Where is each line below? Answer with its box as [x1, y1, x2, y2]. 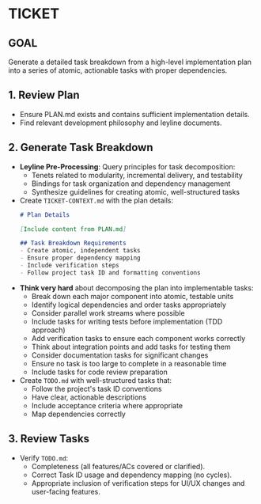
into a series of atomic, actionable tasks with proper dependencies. [8, 66, 228, 75]
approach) [31, 325, 66, 335]
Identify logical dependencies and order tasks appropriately [31, 300, 227, 309]
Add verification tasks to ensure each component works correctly [31, 333, 246, 343]
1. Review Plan [8, 89, 80, 102]
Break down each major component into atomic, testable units [31, 291, 234, 301]
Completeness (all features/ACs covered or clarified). [31, 461, 206, 471]
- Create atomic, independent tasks [19, 247, 141, 255]
